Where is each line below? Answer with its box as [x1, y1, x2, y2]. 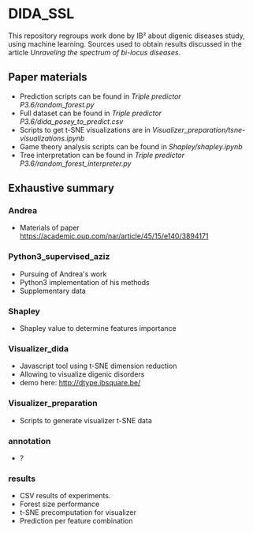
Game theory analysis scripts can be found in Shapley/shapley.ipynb [19, 141, 243, 151]
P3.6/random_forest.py [19, 99, 95, 109]
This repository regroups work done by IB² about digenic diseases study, [8, 31, 246, 40]
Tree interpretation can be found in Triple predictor [19, 150, 185, 160]
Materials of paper [19, 223, 80, 233]
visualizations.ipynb [19, 133, 85, 143]
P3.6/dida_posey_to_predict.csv [19, 116, 124, 126]
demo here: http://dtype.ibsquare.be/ [19, 378, 141, 388]
